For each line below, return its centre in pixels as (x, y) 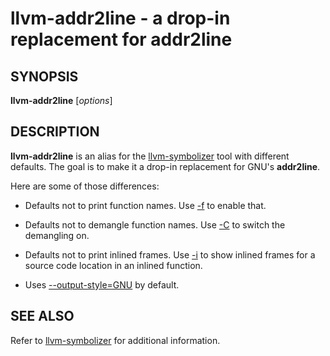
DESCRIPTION (55, 132)
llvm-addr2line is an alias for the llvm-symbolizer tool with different (150, 156)
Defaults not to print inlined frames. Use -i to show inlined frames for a (170, 254)
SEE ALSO (42, 316)
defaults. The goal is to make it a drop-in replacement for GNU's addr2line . (165, 166)
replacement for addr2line (121, 39)
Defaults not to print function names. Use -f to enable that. (145, 205)
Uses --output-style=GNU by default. (102, 284)
